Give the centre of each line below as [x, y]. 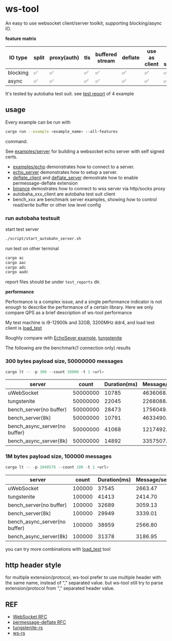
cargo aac [16, 263]
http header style [33, 565]
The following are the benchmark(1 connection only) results [68, 348]
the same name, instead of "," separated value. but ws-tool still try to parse [84, 583]
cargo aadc [17, 272]
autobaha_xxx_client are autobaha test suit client [64, 194]
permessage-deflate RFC [39, 622]
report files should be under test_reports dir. [53, 282]
